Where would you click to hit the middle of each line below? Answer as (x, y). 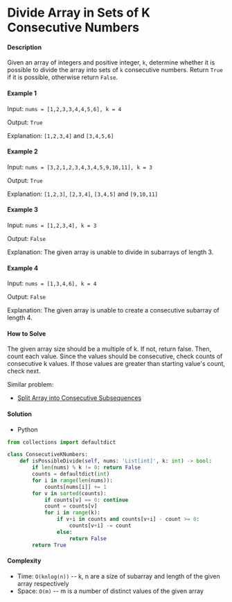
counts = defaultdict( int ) (71, 474)
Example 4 (23, 268)
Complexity (24, 561)
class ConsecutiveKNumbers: (48, 455)
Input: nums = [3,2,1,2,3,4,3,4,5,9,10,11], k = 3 (80, 167)
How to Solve (27, 333)
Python (27, 429)
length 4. (20, 318)
